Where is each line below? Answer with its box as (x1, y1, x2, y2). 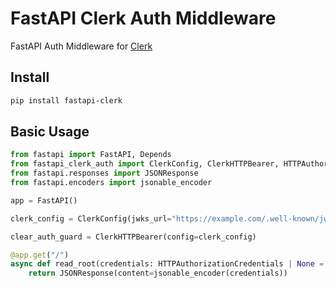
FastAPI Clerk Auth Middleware (10, 7, 277, 30)
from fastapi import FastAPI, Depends (10, 150, 172, 160)
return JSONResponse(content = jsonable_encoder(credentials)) (28, 268, 288, 279)
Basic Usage (10, 123, 90, 141)
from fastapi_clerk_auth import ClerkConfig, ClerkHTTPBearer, (10, 159, 280, 169)
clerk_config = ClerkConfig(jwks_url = (10, 213, 172, 224)
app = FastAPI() (10, 195, 78, 206)
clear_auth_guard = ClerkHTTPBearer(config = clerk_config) (10, 232, 257, 242)
